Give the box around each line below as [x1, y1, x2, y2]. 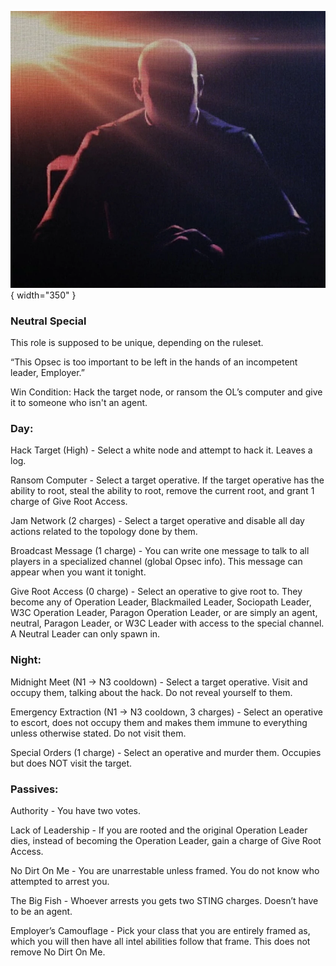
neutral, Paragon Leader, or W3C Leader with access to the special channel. [10, 617, 325, 630]
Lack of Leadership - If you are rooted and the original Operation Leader [10, 824, 308, 836]
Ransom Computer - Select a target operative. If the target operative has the [10, 474, 325, 486]
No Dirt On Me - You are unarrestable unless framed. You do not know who [10, 865, 320, 876]
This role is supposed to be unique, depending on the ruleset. [10, 337, 264, 349]
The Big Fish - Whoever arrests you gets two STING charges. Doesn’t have [10, 895, 319, 906]
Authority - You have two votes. [10, 805, 142, 816]
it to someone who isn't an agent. [10, 397, 148, 409]
